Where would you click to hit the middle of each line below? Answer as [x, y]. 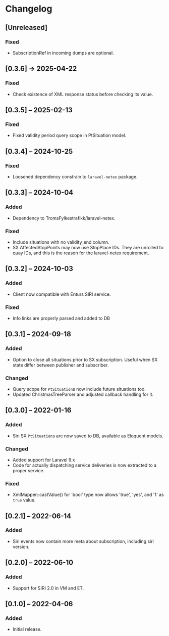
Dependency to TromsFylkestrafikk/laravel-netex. [64, 218]
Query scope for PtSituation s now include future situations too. [79, 389]
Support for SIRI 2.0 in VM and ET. [48, 588]
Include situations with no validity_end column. [61, 242]
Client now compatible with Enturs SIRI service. [62, 294]
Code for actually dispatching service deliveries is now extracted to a [84, 465]
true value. [24, 500]
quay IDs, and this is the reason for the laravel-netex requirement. [81, 253]
